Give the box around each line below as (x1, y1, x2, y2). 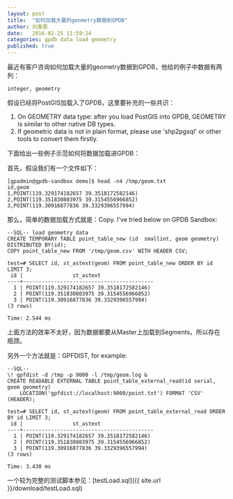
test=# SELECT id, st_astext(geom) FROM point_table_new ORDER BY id (7, 260, 214, 267)
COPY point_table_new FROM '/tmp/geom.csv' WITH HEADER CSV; (7, 248, 188, 255)
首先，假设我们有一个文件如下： (7, 164, 99, 172)
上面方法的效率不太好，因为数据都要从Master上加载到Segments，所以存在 (7, 328, 221, 336)
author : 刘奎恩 (7, 23, 48, 30)
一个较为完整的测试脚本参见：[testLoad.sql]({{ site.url (7, 476, 161, 484)
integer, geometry (7, 85, 61, 92)
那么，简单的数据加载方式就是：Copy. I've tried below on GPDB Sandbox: (7, 216, 218, 223)
